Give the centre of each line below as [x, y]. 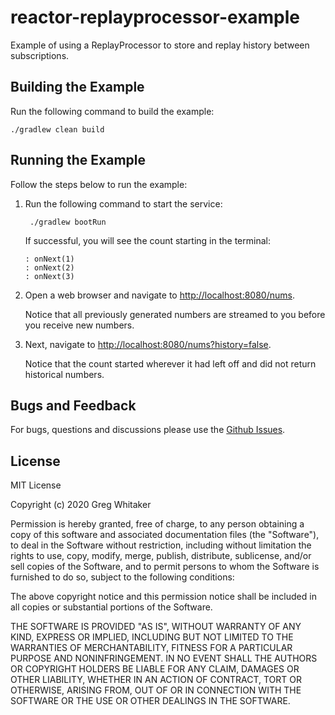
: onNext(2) [49, 267]
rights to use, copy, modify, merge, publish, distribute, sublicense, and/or [161, 556]
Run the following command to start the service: [123, 203]
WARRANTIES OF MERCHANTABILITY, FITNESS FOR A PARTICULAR [151, 648]
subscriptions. [40, 55]
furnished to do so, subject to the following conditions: [122, 577]
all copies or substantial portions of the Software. [111, 607]
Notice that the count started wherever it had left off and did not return [170, 363]
